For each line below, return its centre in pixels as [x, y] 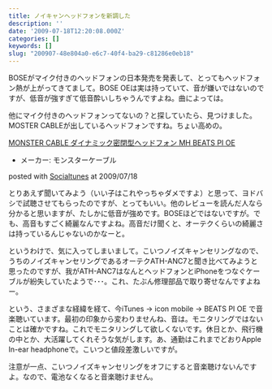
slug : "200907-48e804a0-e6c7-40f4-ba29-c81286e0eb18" [101, 54]
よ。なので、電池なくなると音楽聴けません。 [83, 377]
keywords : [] [30, 46]
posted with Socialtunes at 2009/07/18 [73, 176]
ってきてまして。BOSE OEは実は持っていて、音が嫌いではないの [150, 88]
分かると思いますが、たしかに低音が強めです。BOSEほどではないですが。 [131, 213]
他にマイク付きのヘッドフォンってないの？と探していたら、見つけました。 [133, 115]
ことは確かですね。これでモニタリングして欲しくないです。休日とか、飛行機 [136, 329]
